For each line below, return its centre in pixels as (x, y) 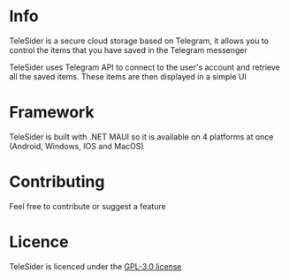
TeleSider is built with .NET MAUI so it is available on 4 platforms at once (141, 136)
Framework (52, 113)
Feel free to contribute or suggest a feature (87, 206)
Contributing (57, 182)
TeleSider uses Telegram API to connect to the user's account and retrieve (144, 67)
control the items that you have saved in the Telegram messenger (128, 49)
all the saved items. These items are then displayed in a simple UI (128, 76)
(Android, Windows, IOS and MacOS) (76, 146)
